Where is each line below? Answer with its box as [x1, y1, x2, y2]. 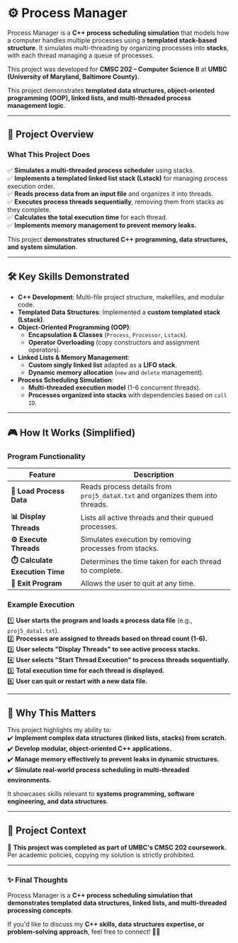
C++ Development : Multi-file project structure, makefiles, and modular [17, 293, 225, 302]
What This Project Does [7, 150, 91, 160]
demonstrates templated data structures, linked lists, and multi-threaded [7, 899, 227, 908]
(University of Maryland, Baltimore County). [7, 72, 140, 81]
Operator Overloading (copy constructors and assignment [28, 338, 200, 347]
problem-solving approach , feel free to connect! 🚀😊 [7, 927, 161, 936]
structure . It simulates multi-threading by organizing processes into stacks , [7, 43, 229, 52]
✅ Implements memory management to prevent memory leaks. [7, 221, 197, 229]
